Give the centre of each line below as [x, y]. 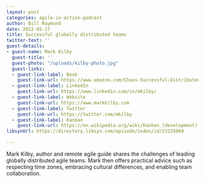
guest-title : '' [32, 57]
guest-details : [26, 46]
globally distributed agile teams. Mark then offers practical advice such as [99, 160]
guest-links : [28, 69]
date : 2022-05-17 [28, 29]
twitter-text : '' [28, 40]
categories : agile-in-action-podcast [54, 18]
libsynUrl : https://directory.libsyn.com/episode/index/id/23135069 [95, 131]
